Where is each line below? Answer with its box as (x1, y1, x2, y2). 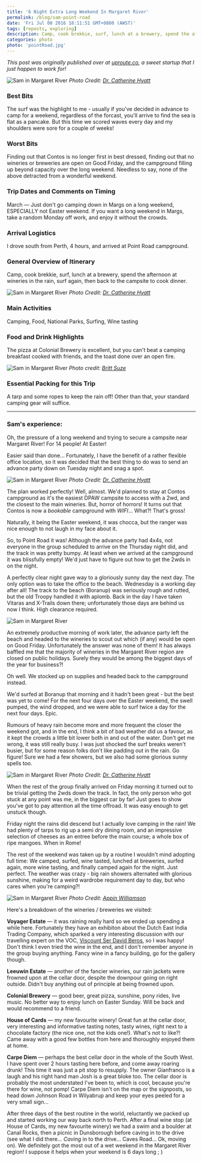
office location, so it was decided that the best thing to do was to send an (7, 458, 188, 465)
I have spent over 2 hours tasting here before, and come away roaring (7, 1059, 179, 1067)
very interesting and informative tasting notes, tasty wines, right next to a (7, 1022, 188, 1030)
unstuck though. (7, 808, 47, 816)
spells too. (7, 759, 32, 766)
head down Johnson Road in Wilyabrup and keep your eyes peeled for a (7, 1091, 185, 1099)
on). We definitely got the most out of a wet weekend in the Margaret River (7, 1142, 191, 1149)
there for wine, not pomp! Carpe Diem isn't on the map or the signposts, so (7, 1085, 192, 1093)
